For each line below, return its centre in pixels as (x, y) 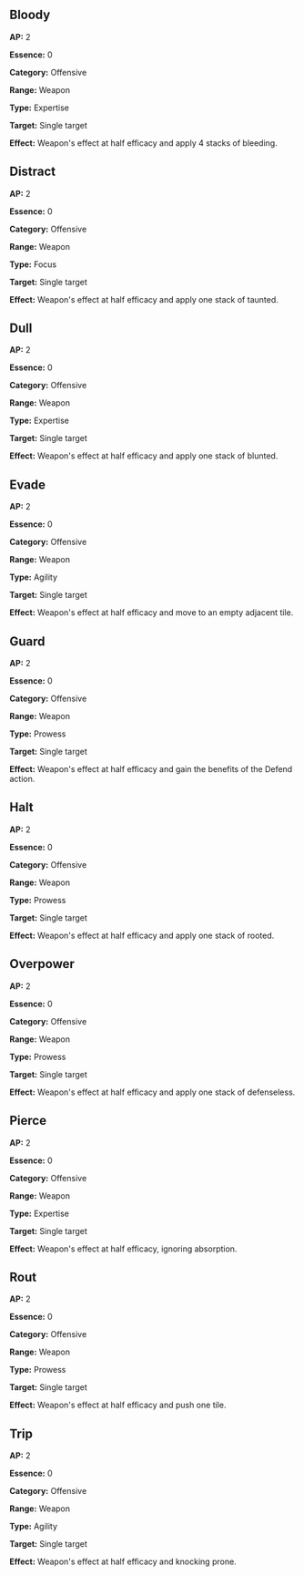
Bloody (30, 15)
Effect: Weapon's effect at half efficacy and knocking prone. (123, 1561)
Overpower (42, 964)
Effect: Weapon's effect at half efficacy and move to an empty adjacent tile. (152, 613)
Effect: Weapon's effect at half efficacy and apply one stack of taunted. (144, 299)
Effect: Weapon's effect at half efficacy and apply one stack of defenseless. (152, 1092)
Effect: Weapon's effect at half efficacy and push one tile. (118, 1405)
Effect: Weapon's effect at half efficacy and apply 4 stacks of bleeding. (143, 143)
